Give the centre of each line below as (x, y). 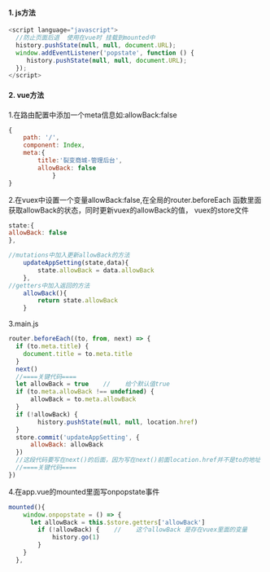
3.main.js (24, 324)
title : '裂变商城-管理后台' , (81, 161)
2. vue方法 (26, 95)
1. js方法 (22, 12)
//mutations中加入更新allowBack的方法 (69, 255)
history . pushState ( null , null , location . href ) (118, 422)
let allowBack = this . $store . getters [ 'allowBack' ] (118, 522)
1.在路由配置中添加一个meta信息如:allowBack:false (93, 115)
